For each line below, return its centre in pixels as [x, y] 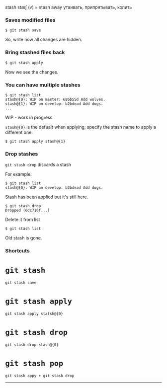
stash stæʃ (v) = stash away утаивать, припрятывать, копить [69, 7]
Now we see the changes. [32, 72]
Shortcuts [17, 251]
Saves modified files [30, 20]
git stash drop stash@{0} [32, 345]
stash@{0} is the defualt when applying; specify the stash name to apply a [81, 127]
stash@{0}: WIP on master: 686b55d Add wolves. [55, 99]
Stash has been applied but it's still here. [47, 197]
